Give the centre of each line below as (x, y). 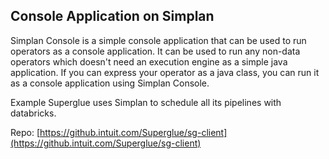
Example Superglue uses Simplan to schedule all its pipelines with (146, 102)
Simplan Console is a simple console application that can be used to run (158, 40)
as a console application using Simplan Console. (110, 83)
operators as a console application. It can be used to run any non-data (155, 51)
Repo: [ (25, 132)
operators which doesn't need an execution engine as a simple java (149, 61)
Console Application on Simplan (112, 16)
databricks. (33, 113)
